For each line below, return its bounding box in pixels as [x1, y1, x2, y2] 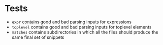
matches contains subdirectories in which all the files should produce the [11, 29, 159, 35]
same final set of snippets [11, 34, 65, 40]
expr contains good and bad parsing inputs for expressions [11, 19, 131, 25]
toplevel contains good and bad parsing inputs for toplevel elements [11, 24, 152, 30]
